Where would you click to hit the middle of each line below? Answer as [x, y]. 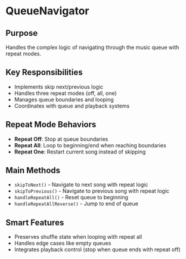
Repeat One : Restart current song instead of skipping [80, 152]
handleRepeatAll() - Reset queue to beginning [71, 198]
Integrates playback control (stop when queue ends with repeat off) [97, 249]
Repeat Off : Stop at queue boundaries [61, 139]
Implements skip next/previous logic [59, 87]
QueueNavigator [47, 11]
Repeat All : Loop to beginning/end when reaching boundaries [90, 145]
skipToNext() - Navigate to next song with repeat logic [81, 185]
